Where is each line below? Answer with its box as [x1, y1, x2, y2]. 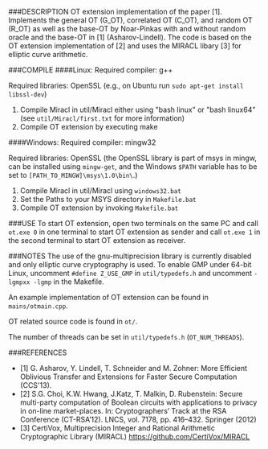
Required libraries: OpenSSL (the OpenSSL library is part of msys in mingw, [8, 153, 257, 163]
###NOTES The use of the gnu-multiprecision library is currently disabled [8, 251, 252, 261]
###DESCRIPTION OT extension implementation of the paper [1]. [8, 7, 222, 16]
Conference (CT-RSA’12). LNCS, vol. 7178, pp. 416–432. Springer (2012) [19, 414, 257, 424]
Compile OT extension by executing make [19, 122, 158, 131]
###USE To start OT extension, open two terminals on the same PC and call [8, 219, 258, 228]
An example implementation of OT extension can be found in [8, 293, 209, 302]
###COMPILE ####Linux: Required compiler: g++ [8, 65, 173, 75]
